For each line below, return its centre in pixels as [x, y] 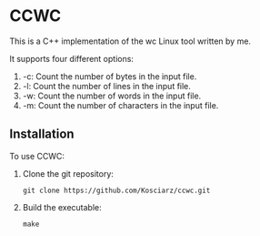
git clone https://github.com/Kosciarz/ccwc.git [116, 190]
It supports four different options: [72, 58]
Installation [42, 134]
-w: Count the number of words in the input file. [112, 96]
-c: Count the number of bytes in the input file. [110, 76]
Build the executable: [62, 207]
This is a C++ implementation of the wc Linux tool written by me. [130, 41]
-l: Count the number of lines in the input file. [106, 86]
